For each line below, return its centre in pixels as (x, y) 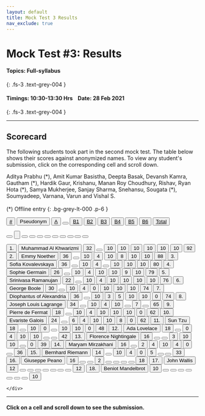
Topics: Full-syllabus (34, 71)
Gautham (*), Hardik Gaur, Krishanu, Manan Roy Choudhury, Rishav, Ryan (99, 183)
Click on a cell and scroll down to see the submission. (75, 407)
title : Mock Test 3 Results (42, 18)
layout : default (27, 12)
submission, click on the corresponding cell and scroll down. (82, 164)
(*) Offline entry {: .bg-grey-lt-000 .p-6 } (57, 209)
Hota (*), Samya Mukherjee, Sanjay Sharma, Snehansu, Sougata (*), (92, 189)
